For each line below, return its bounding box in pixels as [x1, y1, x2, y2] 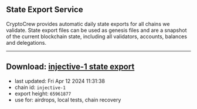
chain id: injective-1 [14, 84, 66, 91]
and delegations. [6, 39, 47, 46]
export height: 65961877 [14, 90, 72, 97]
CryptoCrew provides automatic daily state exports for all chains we [6, 20, 170, 27]
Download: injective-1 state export [6, 62, 135, 72]
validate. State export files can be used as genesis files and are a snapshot [6, 27, 187, 34]
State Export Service [6, 5, 83, 15]
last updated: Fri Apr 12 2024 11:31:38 [14, 77, 106, 84]
